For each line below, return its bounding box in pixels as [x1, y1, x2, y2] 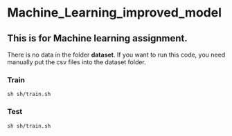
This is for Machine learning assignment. [7, 32, 188, 44]
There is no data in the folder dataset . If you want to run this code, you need [7, 50, 226, 59]
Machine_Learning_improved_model [7, 5, 222, 21]
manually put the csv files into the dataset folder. [7, 58, 147, 66]
